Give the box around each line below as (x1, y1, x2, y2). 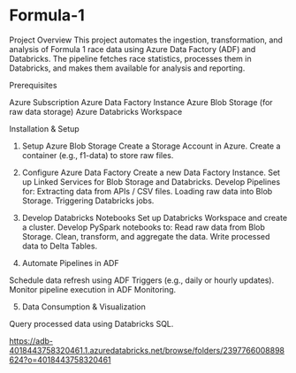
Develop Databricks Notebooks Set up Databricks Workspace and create (21, 212, 288, 223)
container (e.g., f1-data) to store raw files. (21, 149, 174, 160)
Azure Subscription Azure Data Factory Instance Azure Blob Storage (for (9, 96, 273, 107)
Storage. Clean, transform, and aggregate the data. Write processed (21, 231, 270, 241)
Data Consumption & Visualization (21, 301, 146, 312)
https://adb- (9, 335, 53, 346)
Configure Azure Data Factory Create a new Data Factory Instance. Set (21, 167, 281, 178)
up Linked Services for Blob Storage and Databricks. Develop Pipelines (21, 176, 281, 186)
